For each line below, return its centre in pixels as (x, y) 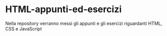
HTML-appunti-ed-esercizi (64, 9)
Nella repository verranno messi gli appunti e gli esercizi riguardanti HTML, (84, 23)
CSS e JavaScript (24, 28)
